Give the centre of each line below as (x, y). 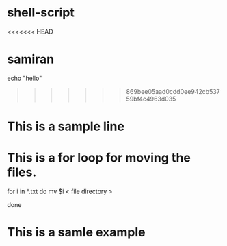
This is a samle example (76, 233)
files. (22, 172)
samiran (31, 59)
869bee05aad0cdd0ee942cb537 (173, 91)
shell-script (41, 13)
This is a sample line (66, 126)
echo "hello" (25, 78)
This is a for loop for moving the (99, 158)
